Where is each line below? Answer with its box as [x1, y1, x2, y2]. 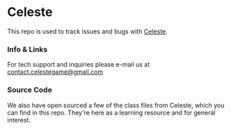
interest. [7, 115, 31, 124]
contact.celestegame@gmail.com [7, 67, 104, 76]
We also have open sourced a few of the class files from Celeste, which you [7, 101, 225, 109]
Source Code [7, 85, 52, 95]
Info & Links [7, 44, 48, 54]
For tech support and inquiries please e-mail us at [7, 60, 150, 69]
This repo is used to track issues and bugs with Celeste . [7, 27, 168, 35]
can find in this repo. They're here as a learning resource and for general [7, 108, 216, 117]
